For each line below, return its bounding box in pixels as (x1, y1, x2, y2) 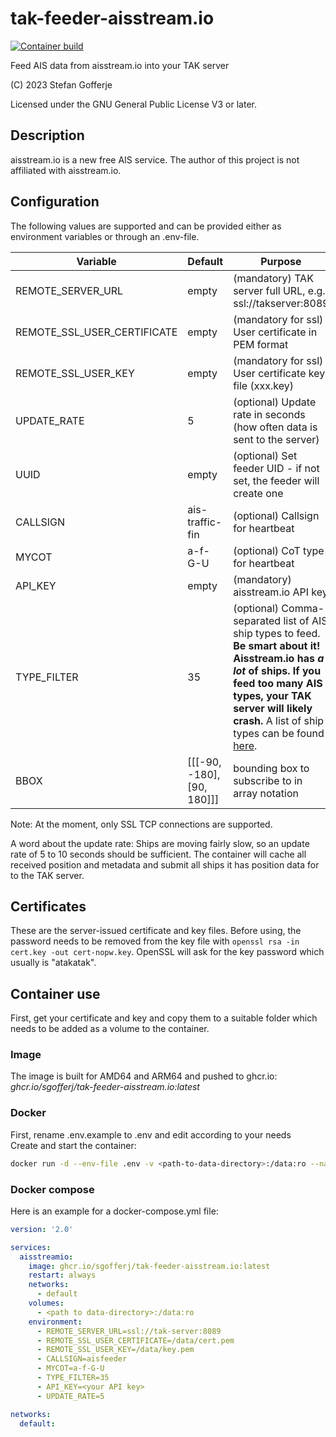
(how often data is (233, 420, 318, 434)
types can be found (233, 726, 325, 740)
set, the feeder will (233, 473, 320, 487)
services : (10, 1242, 52, 1252)
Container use (10, 985, 101, 1002)
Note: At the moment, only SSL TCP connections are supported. (10, 818, 273, 830)
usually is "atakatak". (10, 957, 97, 969)
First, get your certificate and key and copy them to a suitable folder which (10, 1012, 318, 1024)
